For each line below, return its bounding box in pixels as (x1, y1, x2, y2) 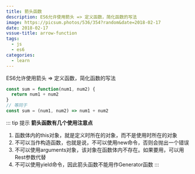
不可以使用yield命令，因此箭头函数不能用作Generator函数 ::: (14, 161, 159, 168)
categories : (6, 52, 35, 58)
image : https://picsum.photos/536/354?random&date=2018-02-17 (6, 19, 161, 25)
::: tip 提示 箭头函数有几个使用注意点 (6, 119, 93, 126)
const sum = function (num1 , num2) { (6, 86, 95, 92)
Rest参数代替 (14, 153, 46, 161)
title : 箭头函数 (6, 8, 42, 15)
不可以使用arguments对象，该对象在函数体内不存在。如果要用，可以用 (14, 146, 184, 153)
